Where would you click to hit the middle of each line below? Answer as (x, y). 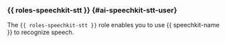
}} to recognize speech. (41, 32)
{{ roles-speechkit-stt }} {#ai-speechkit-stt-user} (92, 10)
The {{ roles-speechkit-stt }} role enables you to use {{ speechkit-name (113, 25)
